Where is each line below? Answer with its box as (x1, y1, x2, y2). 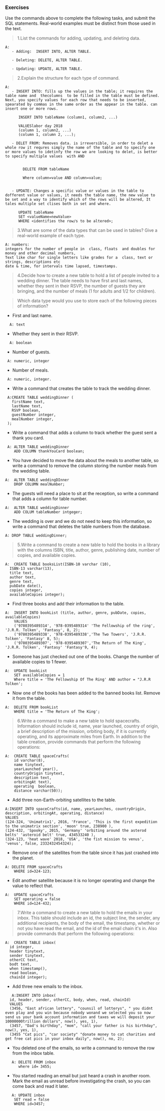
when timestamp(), (9, 966, 48, 971)
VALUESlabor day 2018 (18, 124, 63, 128)
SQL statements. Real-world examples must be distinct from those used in (5, 20, 156, 26)
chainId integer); (9, 975, 48, 980)
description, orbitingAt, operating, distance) (5, 811, 105, 816)
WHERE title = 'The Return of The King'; (14, 709, 100, 714)
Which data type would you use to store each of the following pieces (17, 298, 157, 304)
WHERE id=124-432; (14, 901, 52, 906)
